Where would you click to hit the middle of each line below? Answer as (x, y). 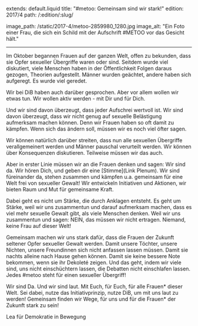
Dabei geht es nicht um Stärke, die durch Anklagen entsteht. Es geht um (93, 201)
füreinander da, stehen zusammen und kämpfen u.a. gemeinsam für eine (95, 177)
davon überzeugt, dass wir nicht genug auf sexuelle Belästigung (84, 116)
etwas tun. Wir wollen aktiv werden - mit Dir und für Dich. (76, 99)
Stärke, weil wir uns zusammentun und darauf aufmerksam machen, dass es (99, 207)
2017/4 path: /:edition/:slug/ (40, 15)
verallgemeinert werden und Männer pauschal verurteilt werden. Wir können (99, 146)
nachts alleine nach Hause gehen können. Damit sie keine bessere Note (93, 256)
